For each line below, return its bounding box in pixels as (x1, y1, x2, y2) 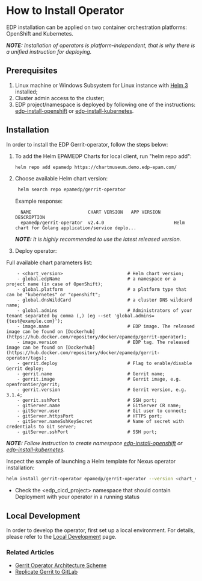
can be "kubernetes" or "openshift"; (6, 292, 101, 298)
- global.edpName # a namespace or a (17, 276, 176, 282)
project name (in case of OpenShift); (6, 281, 103, 287)
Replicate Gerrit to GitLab (14, 568, 78, 576)
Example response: (14, 197, 63, 205)
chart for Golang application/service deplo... (14, 225, 136, 231)
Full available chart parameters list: (6, 259, 93, 266)
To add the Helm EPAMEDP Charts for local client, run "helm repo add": (14, 152, 192, 160)
